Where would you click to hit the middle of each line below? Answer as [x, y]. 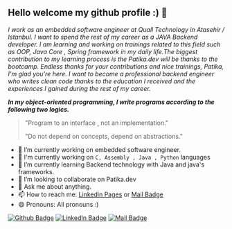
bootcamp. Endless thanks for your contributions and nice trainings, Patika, [116, 66]
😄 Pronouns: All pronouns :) [58, 204]
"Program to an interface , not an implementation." [97, 123]
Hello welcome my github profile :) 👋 [88, 13]
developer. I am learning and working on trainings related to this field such [114, 44]
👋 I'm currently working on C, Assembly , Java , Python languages [114, 157]
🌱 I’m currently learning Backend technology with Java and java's [111, 164]
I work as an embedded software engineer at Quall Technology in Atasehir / [116, 29]
